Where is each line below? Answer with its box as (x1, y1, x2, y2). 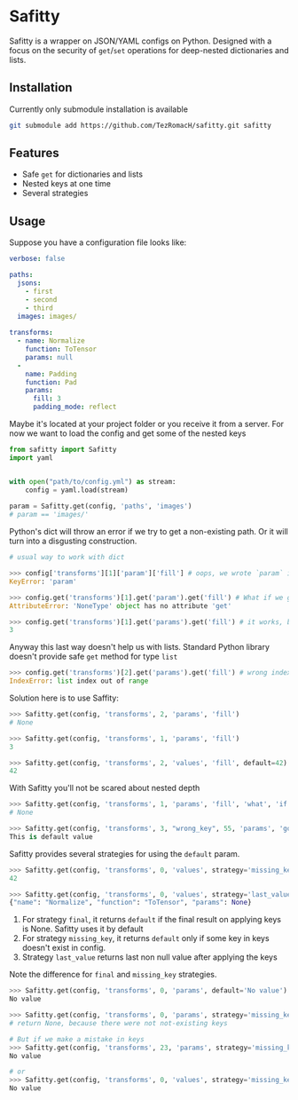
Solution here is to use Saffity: (9, 692, 120, 703)
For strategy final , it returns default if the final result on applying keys (21, 914, 282, 925)
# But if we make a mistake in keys (9, 1034, 145, 1044)
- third (25, 304, 53, 313)
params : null (25, 352, 74, 361)
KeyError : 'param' (9, 577, 77, 586)
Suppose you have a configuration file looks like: (9, 237, 187, 248)
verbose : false (9, 255, 66, 264)
